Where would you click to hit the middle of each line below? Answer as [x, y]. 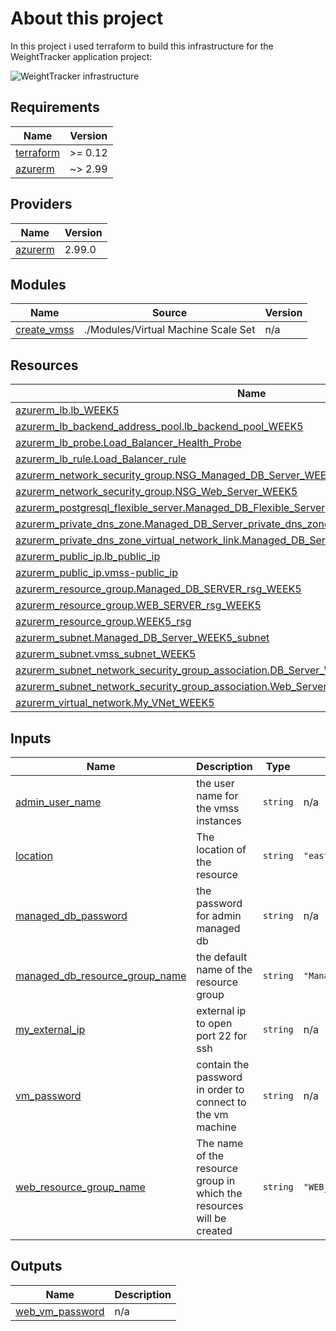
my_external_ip [50, 1029]
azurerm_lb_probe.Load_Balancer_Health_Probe [128, 443]
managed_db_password [71, 915]
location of [221, 849]
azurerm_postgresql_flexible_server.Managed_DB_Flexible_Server [170, 508]
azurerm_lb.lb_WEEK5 [67, 410]
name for [217, 795]
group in [216, 1180]
